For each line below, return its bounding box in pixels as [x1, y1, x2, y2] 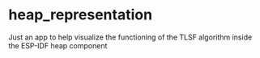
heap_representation [8, 6, 152, 24]
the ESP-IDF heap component [8, 40, 108, 50]
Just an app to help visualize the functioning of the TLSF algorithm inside [8, 32, 253, 42]
